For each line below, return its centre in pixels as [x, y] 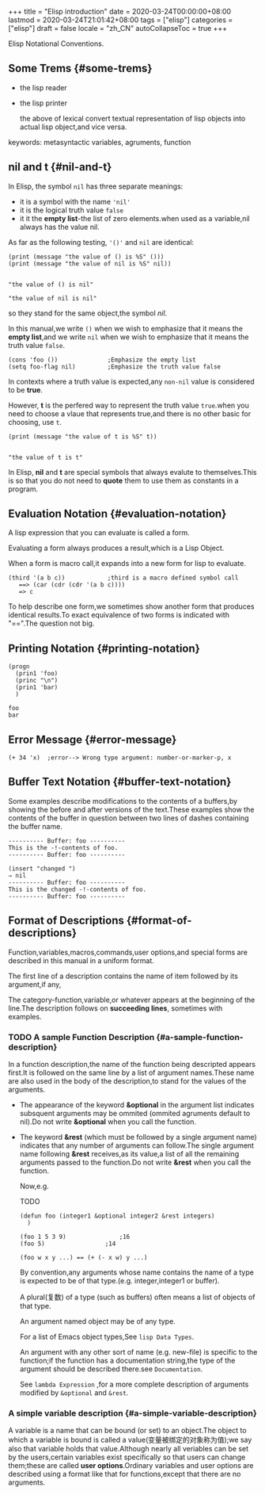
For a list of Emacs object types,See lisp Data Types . [107, 1336]
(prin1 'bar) [37, 688]
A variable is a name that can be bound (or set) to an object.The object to [127, 1431]
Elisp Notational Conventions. [56, 44]
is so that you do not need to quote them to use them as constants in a [123, 480]
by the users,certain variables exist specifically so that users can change [127, 1457]
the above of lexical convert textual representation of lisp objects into [132, 118]
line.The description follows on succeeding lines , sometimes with [115, 1008]
